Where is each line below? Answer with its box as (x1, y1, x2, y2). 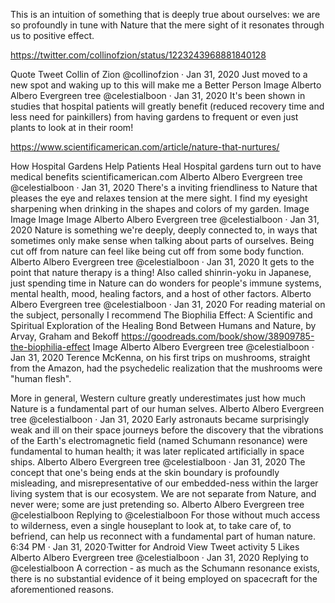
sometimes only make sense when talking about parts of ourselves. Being (10, 235, 315, 246)
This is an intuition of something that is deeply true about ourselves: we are (10, 9, 321, 20)
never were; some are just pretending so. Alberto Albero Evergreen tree (10, 499, 305, 510)
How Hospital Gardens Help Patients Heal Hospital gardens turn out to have (10, 160, 322, 172)
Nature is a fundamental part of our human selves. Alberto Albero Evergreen (10, 403, 325, 414)
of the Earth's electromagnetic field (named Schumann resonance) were (10, 435, 308, 446)
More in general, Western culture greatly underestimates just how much (10, 392, 307, 404)
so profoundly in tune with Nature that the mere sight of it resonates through (10, 19, 325, 31)
